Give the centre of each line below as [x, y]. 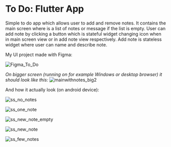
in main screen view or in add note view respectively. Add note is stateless [83, 39]
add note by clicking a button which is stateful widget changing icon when [83, 34]
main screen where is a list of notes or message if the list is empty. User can [86, 28]
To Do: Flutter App [45, 9]
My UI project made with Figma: [39, 55]
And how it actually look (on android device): [52, 89]
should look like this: [27, 80]
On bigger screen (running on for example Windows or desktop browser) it [84, 74]
